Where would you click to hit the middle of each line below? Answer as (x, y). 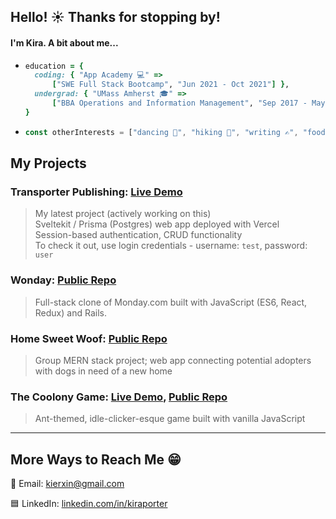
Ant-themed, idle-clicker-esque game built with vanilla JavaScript (170, 419)
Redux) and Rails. (70, 312)
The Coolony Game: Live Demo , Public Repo (119, 397)
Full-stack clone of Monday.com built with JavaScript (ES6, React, (171, 302)
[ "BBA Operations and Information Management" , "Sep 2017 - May (188, 103)
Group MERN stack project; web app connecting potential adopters (173, 360)
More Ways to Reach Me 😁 (96, 459)
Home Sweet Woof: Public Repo (89, 338)
